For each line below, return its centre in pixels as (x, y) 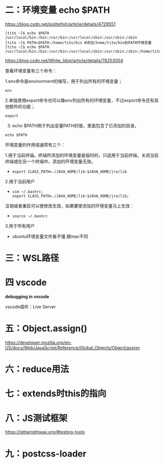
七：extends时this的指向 (56, 394)
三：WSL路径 (32, 258)
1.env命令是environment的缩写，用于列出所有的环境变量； (64, 81)
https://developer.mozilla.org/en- (39, 343)
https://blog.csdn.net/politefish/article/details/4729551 (60, 24)
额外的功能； (22, 106)
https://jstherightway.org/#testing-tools (45, 432)
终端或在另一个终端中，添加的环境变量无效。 (50, 161)
